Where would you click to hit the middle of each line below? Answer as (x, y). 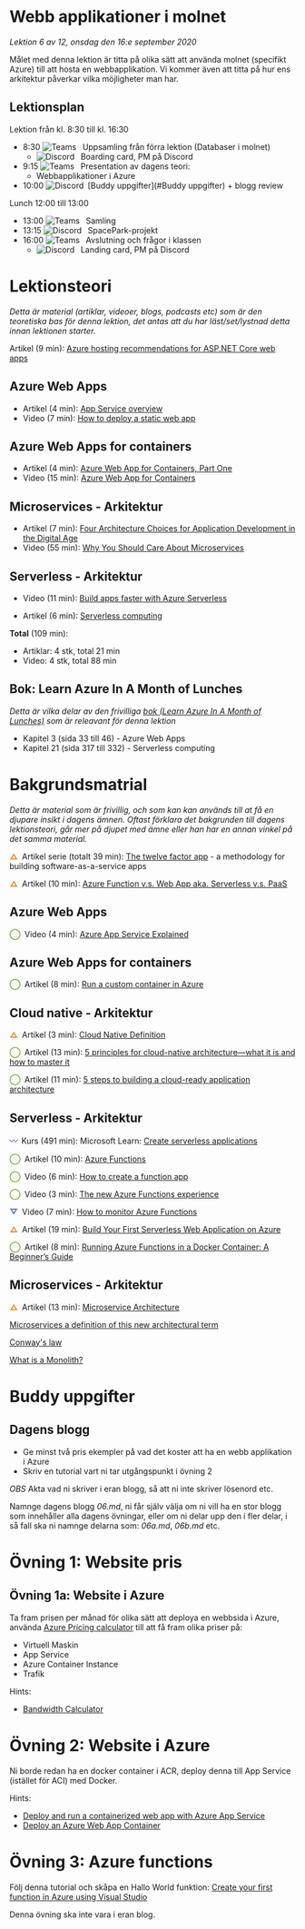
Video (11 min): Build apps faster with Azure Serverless (125, 598)
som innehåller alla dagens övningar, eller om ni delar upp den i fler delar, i (148, 1516)
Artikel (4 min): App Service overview (93, 408)
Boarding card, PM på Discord (137, 156)
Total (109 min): (39, 633)
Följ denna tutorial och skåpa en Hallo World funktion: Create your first (141, 1887)
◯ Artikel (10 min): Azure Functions (78, 1159)
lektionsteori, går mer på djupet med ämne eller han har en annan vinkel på (151, 829)
